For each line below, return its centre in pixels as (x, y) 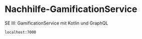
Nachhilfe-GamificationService (71, 9)
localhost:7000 (20, 32)
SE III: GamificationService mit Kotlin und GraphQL (56, 23)
